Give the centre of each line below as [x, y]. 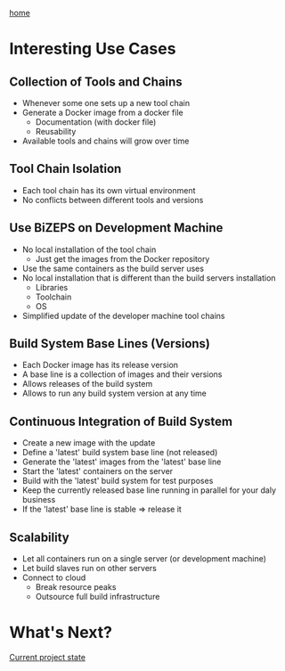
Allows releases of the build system [87, 384]
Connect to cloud [54, 577]
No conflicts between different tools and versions [113, 200]
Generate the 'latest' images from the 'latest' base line [122, 462]
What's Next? [61, 633]
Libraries [52, 287]
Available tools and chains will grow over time [106, 141]
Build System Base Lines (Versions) [110, 344]
